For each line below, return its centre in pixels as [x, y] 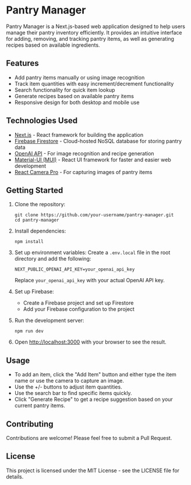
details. [15, 476]
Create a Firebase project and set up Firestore [78, 303]
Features [22, 63]
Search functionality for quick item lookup [65, 90]
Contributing [30, 424]
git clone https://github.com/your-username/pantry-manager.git [94, 215]
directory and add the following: [53, 259]
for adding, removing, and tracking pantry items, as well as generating [90, 39]
